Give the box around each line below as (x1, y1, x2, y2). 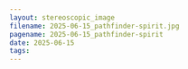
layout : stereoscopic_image (9, 13, 116, 22)
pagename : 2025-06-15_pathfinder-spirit (9, 30, 164, 39)
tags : (9, 47, 30, 56)
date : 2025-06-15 (9, 38, 75, 47)
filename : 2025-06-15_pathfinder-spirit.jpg (9, 22, 180, 30)
